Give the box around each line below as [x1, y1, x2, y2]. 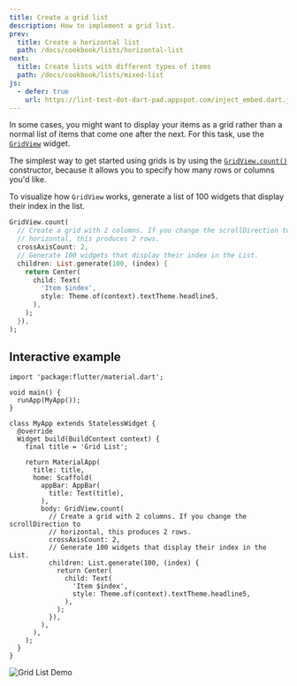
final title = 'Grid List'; [25, 443, 128, 451]
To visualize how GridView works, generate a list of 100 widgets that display [9, 191, 285, 202]
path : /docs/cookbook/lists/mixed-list [17, 71, 164, 80]
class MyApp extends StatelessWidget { [9, 420, 156, 428]
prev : [9, 29, 29, 38]
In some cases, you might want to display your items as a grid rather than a [9, 119, 283, 130]
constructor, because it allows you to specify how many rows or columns [9, 165, 276, 175]
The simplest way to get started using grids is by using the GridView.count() [9, 156, 288, 166]
